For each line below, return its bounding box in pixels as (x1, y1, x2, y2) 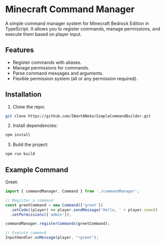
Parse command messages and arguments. (12, 70, 104, 76)
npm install (5, 132, 30, 137)
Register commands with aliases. (12, 59, 82, 65)
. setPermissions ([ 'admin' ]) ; (10, 212, 72, 217)
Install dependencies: (12, 123, 58, 129)
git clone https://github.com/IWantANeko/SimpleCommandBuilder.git (5, 113, 151, 119)
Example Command (5, 165, 69, 174)
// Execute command (5, 230, 47, 235)
